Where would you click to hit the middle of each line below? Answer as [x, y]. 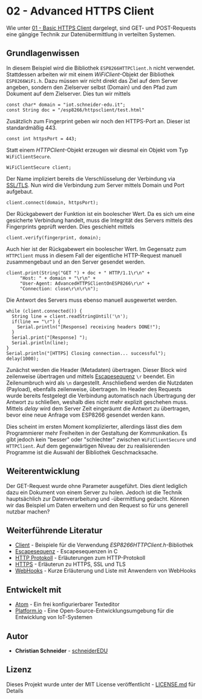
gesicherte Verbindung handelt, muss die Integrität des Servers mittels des [99, 220]
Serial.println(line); [40, 343]
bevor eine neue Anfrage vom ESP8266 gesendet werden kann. [86, 415]
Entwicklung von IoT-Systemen [54, 617]
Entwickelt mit [34, 590]
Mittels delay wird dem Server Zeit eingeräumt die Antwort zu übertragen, [98, 408]
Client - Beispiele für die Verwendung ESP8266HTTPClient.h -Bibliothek [104, 545]
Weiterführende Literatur [54, 530]
